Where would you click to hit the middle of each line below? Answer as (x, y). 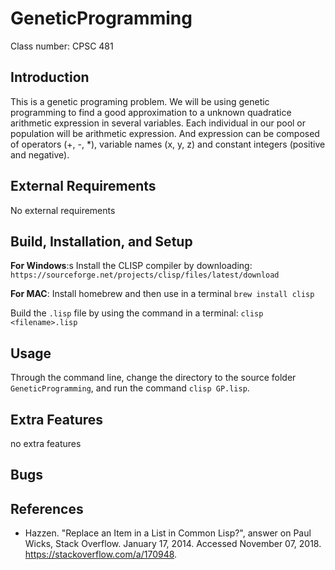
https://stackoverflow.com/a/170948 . (101, 554)
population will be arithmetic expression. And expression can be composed (165, 133)
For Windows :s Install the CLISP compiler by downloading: (131, 266)
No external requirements (63, 210)
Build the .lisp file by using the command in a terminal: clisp (137, 313)
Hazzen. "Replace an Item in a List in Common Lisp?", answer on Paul (168, 533)
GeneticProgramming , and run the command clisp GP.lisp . (130, 388)
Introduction (50, 77)
